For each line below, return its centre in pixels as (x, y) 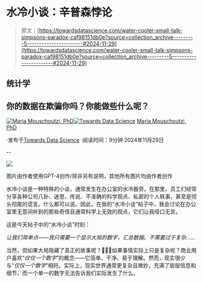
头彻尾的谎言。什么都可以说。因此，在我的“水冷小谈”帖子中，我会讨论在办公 (101, 204)
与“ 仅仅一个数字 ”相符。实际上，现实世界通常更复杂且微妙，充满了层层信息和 (101, 266)
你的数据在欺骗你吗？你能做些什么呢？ (78, 106)
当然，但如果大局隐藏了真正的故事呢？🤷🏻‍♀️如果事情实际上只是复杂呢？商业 (99, 250)
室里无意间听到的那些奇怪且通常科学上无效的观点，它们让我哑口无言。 (94, 212)
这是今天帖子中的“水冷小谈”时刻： (48, 224)
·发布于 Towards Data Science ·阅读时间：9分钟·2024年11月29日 (85, 140)
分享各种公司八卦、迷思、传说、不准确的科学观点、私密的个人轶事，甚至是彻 (101, 196)
